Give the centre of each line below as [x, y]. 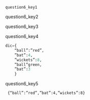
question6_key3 [22, 26]
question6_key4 [22, 36]
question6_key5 [22, 84]
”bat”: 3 [22, 69]
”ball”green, [28, 64]
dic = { [11, 46]
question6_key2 [22, 17]
